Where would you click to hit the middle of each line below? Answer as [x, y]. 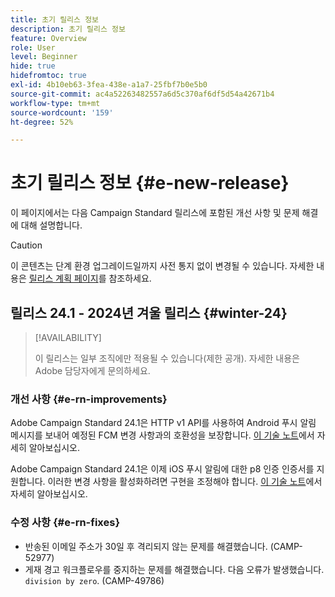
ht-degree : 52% [42, 122]
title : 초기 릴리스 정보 [55, 19]
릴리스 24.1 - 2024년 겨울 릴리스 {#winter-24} [149, 312]
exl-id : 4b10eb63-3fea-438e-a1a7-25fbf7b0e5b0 [109, 85]
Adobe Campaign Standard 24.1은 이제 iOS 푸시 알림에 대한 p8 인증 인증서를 [162, 469]
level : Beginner [44, 57]
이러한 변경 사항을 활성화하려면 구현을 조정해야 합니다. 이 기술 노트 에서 [185, 482]
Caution [26, 245]
